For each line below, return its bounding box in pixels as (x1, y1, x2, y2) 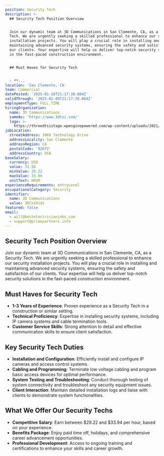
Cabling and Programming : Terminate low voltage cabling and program (12, 366, 157, 372)
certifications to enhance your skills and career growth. (12, 445, 123, 451)
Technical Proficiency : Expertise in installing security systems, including (12, 313, 159, 319)
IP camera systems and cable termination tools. (12, 318, 108, 325)
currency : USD (9, 160, 38, 165)
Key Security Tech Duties (5, 343, 84, 352)
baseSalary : (5, 155, 29, 160)
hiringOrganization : (5, 105, 47, 110)
